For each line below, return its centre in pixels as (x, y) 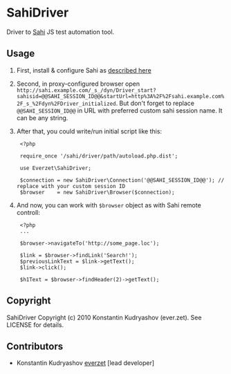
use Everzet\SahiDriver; (55, 168)
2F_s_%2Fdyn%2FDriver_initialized (66, 104)
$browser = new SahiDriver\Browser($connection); (97, 192)
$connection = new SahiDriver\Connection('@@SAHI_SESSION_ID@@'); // (122, 180)
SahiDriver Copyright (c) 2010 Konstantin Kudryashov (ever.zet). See (104, 317)
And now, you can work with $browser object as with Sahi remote (109, 205)
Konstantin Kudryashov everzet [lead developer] (85, 363)
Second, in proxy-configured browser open (78, 84)
